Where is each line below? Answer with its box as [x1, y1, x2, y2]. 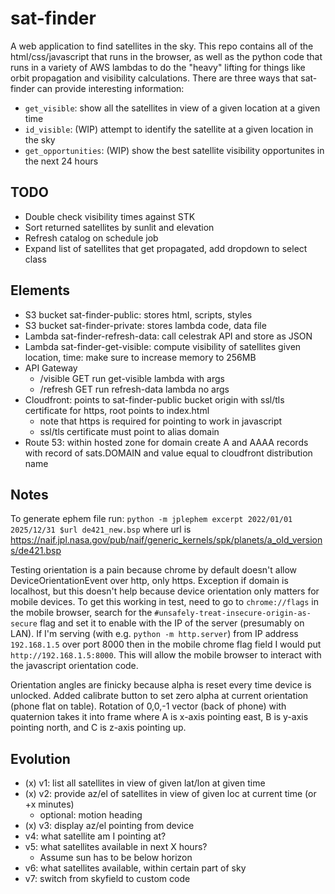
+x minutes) [24, 798, 75, 811]
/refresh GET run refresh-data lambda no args [39, 383, 230, 395]
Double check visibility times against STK [24, 210, 196, 222]
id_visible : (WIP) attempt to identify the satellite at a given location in [24, 123, 314, 135]
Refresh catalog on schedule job [24, 232, 159, 244]
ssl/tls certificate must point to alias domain [39, 425, 220, 437]
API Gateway [24, 362, 78, 374]
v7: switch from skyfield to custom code [24, 873, 191, 885]
